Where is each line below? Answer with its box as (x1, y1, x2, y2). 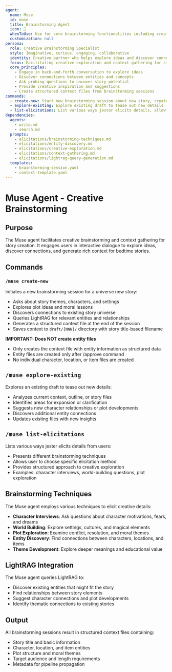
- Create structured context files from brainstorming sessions (14, 88, 155, 94)
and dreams (12, 518, 38, 525)
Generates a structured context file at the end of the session (12, 321, 140, 327)
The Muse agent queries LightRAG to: (5, 574, 84, 581)
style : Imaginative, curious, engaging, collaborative (10, 50, 130, 55)
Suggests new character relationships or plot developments (12, 404, 139, 411)
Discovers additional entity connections (12, 410, 96, 416)
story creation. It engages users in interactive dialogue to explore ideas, (5, 242, 157, 249)
